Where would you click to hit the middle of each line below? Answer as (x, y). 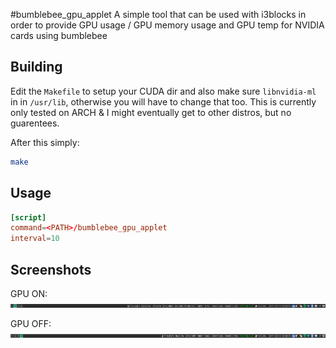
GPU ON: (29, 293)
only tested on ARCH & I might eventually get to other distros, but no (151, 112)
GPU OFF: (31, 323)
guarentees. (35, 123)
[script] (28, 217)
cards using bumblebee (59, 35)
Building (36, 67)
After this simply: (45, 142)
